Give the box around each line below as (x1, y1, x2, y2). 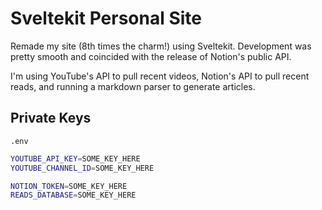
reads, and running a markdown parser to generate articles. (10, 80, 256, 92)
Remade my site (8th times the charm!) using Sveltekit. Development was (10, 40, 312, 52)
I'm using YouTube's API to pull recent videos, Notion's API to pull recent (10, 70, 310, 82)
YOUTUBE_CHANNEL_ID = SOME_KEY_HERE (10, 163, 155, 173)
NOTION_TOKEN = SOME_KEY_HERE (10, 181, 128, 191)
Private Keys (10, 110, 92, 127)
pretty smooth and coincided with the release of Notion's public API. (10, 50, 292, 62)
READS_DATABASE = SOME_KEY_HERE (10, 190, 137, 201)
